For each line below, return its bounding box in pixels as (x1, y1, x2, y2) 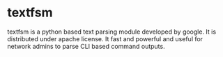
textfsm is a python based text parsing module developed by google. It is (7, 27, 217, 36)
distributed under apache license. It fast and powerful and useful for (7, 34, 203, 43)
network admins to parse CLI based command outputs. (7, 42, 165, 50)
